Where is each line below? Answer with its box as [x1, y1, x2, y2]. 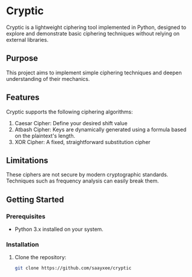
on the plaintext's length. [14, 132, 76, 139]
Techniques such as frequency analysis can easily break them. [6, 177, 160, 184]
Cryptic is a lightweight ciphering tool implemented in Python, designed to [6, 24, 187, 31]
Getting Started [6, 194, 64, 204]
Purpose [6, 53, 38, 63]
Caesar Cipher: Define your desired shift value [14, 119, 128, 126]
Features [6, 93, 40, 103]
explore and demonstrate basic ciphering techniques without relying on [6, 30, 180, 37]
